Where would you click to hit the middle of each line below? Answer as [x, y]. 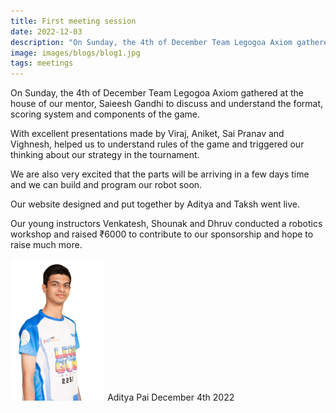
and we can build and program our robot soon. [106, 185]
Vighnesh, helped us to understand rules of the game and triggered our [157, 144]
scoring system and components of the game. [105, 114]
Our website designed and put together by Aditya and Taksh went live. [155, 204]
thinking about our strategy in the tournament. [105, 155]
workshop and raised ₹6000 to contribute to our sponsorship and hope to [162, 234]
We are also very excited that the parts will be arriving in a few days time [160, 174]
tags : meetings [42, 63]
